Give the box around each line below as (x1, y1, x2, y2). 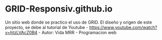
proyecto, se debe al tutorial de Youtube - (5, 24, 88, 30)
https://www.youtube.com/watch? (89, 24, 158, 30)
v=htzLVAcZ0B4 (5, 29, 38, 35)
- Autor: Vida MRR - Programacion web (38, 29, 117, 35)
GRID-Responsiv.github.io (5, 3, 113, 14)
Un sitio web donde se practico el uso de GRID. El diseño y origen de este (5, 19, 152, 25)
